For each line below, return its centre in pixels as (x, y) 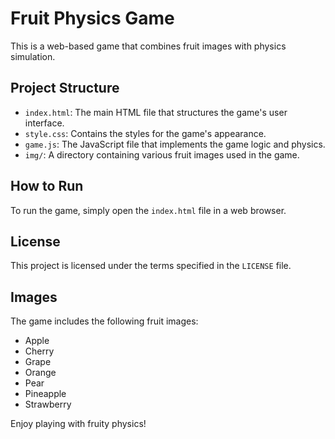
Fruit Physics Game (92, 18)
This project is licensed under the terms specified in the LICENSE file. (151, 266)
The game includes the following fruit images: (104, 321)
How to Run (47, 186)
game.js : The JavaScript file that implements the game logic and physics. (175, 144)
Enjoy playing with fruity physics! (78, 424)
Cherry (39, 351)
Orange (40, 373)
